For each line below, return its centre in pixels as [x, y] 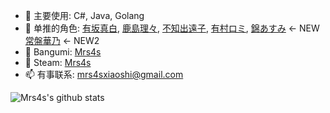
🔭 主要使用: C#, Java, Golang [84, 15]
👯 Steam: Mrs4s [58, 62]
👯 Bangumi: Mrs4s [63, 52]
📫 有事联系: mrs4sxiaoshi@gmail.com [104, 74]
